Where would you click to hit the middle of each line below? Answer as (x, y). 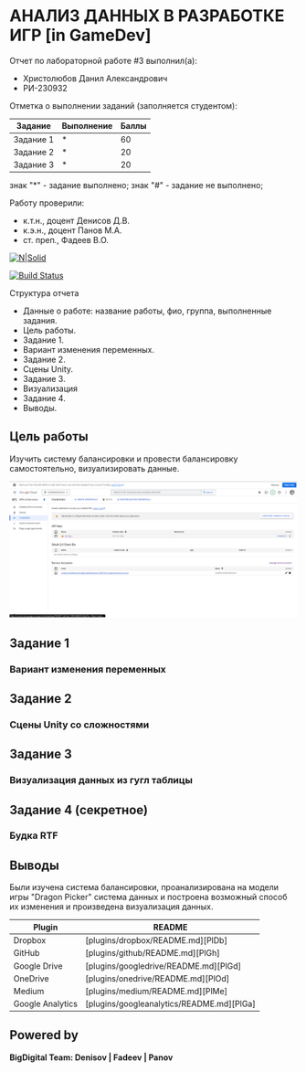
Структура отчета (44, 292)
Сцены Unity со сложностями (79, 725)
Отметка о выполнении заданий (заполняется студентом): (123, 105)
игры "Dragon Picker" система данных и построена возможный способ (148, 897)
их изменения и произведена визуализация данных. (111, 907)
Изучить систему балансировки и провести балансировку (124, 459)
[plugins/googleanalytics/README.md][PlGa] (170, 1004)
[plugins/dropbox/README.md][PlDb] (157, 940)
